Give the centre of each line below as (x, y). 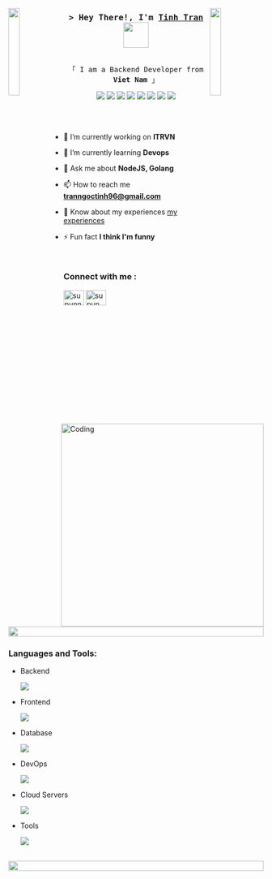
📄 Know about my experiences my (121, 212)
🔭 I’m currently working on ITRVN (119, 137)
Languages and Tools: (53, 653)
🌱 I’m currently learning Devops (117, 153)
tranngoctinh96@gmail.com (113, 196)
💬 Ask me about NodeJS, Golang (119, 168)
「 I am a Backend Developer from (136, 70)
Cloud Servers (44, 795)
